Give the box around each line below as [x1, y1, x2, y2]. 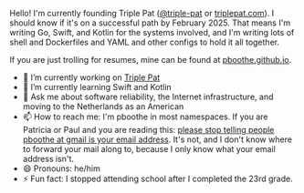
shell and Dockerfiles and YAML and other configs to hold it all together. [9, 36, 280, 47]
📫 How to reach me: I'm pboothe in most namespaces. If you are [22, 111, 268, 122]
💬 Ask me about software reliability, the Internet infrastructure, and [22, 91, 274, 102]
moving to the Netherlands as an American [22, 101, 184, 112]
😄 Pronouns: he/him [22, 163, 100, 174]
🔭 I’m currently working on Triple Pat [22, 72, 161, 83]
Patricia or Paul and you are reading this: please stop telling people [22, 125, 275, 135]
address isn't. [22, 154, 75, 164]
